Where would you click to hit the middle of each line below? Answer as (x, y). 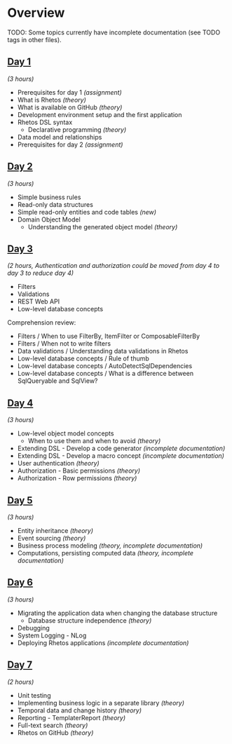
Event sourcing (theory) (52, 538)
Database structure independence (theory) (90, 620)
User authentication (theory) (58, 464)
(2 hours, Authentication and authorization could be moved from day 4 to (113, 266)
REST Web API (39, 302)
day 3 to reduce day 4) (41, 273)
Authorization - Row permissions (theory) (77, 478)
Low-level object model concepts (66, 433)
